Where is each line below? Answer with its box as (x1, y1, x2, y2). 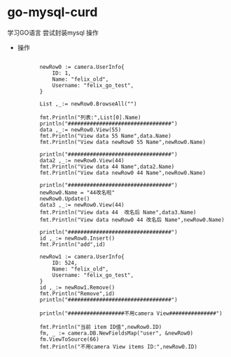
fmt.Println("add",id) (39, 240, 106, 248)
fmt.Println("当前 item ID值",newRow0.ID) (39, 323, 162, 330)
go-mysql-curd (7, 4, 98, 20)
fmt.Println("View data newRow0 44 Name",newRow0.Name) (39, 169, 206, 176)
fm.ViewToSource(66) (39, 335, 99, 343)
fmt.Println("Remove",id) (39, 290, 115, 297)
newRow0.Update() (39, 195, 90, 202)
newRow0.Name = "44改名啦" (39, 189, 115, 196)
